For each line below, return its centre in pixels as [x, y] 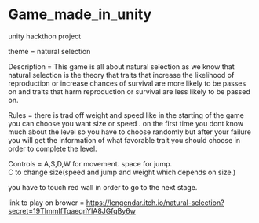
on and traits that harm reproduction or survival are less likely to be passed [129, 91]
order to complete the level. [53, 148]
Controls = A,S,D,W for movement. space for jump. [90, 163]
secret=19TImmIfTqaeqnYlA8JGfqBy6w [72, 210]
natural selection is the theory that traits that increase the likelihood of [121, 75]
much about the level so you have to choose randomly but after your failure [129, 132]
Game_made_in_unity [80, 15]
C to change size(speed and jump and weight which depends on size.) [122, 172]
